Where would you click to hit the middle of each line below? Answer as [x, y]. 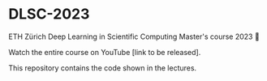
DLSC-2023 [49, 14]
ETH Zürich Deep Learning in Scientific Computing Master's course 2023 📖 [134, 36]
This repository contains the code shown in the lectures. [103, 68]
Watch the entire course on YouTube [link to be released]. [105, 52]
